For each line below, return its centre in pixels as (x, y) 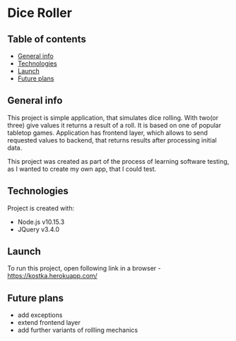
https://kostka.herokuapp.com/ (52, 276)
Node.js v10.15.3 (41, 222)
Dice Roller (40, 13)
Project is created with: (41, 208)
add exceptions (40, 315)
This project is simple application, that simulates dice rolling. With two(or (113, 117)
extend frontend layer (49, 323)
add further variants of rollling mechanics (78, 330)
